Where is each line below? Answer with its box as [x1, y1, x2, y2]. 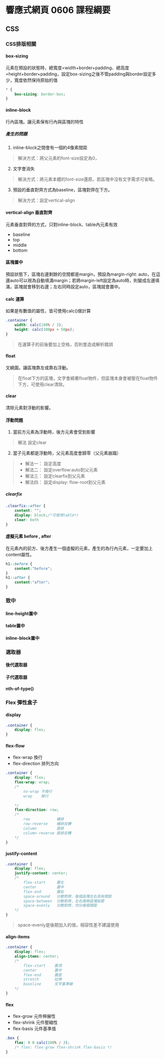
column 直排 [23, 826, 64, 831]
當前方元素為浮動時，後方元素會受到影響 [12, 429, 95, 435]
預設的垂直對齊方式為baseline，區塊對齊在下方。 [12, 187, 113, 193]
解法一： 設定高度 [25, 460, 61, 467]
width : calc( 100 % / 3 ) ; [14, 322, 64, 327]
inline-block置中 [5, 635, 40, 641]
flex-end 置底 [23, 972, 62, 978]
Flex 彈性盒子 [5, 699, 38, 706]
